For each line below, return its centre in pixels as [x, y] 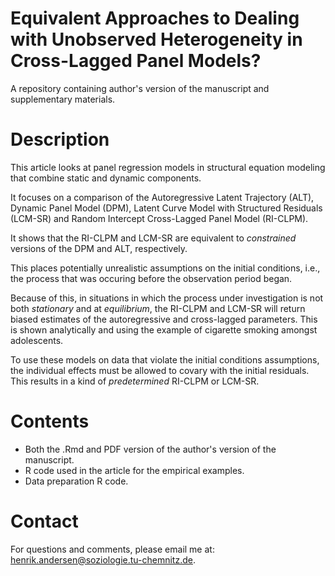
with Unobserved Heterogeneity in [156, 39]
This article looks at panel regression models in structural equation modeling [168, 167]
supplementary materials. [63, 99]
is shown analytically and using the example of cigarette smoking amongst [164, 329]
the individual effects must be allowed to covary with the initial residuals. [160, 370]
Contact [44, 521]
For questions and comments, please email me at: [112, 549]
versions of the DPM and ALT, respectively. [99, 248]
